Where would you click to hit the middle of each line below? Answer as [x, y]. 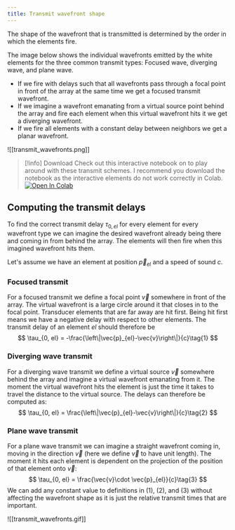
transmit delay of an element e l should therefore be [81, 327]
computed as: [27, 401]
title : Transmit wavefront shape [56, 14]
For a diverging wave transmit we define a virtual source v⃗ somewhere [111, 371]
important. [22, 505]
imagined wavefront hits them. [51, 248]
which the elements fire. [42, 41]
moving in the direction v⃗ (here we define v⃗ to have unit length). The [109, 453]
